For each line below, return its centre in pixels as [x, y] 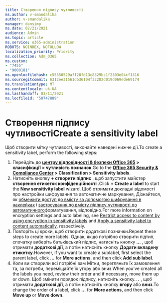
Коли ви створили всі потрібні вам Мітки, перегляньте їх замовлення [86, 263]
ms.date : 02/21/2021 [27, 28]
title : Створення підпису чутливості [44, 10]
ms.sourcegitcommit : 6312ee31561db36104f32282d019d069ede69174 [72, 79]
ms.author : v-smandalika [31, 14]
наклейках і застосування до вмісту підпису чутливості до [75, 205]
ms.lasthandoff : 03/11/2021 [34, 93]
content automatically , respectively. [49, 226]
